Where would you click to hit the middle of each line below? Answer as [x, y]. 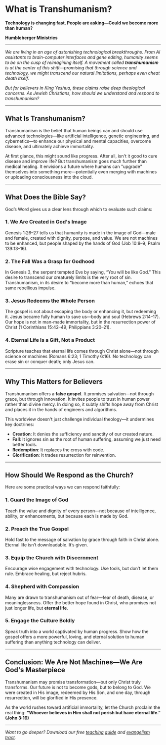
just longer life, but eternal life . [37, 608]
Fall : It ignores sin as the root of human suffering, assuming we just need [86, 439]
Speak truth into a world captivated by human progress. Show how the [77, 631]
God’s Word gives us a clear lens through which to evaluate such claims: [79, 209]
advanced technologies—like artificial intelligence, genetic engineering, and [82, 136]
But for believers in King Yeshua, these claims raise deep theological [75, 88]
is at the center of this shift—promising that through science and [71, 67]
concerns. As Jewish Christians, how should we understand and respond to [82, 93]
